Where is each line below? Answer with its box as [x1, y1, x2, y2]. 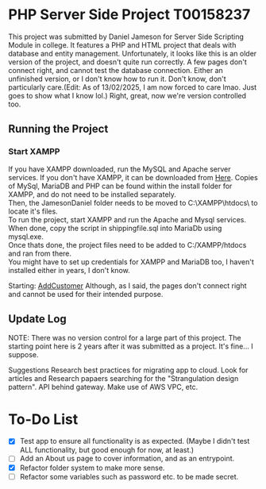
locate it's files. [8, 206, 58, 216]
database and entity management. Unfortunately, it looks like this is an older [8, 48, 257, 58]
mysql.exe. [8, 232, 44, 241]
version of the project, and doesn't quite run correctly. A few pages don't [8, 57, 248, 67]
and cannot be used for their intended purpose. [8, 289, 164, 298]
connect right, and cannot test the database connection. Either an [8, 65, 224, 75]
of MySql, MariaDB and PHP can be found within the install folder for [8, 181, 233, 191]
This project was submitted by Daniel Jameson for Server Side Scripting [8, 32, 245, 41]
